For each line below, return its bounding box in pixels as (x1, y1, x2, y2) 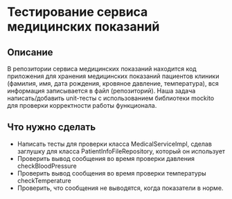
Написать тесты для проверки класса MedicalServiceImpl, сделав (17, 140, 213, 148)
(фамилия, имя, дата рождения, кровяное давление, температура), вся (7, 79, 220, 87)
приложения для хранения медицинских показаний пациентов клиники (7, 72, 220, 80)
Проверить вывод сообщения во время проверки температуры (17, 169, 206, 177)
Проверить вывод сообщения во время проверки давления (17, 154, 195, 162)
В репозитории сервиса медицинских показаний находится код (7, 65, 197, 73)
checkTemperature (17, 176, 71, 184)
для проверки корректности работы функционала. (7, 102, 157, 109)
